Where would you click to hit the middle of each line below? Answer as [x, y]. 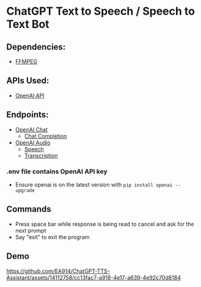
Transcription [41, 155]
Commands [29, 209]
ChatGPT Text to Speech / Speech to [101, 11]
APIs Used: [28, 81]
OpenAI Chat [31, 129]
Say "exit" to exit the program [52, 237]
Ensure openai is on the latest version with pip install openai [94, 184]
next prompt [31, 230]
